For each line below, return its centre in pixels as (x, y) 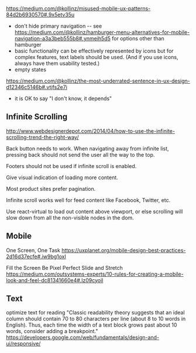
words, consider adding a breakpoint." (52, 331)
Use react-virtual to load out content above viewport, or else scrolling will (94, 211)
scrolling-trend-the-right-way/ (42, 137)
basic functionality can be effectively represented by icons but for (94, 51)
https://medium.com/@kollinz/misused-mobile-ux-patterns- (78, 8)
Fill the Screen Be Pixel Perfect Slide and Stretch (64, 268)
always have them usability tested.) (57, 63)
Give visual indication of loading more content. (62, 177)
